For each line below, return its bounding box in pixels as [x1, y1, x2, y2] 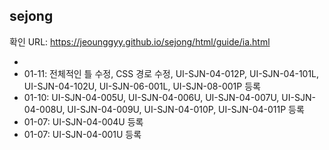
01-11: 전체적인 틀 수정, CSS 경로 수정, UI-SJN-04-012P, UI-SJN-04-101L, [23, 67, 320, 79]
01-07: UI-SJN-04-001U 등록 [23, 128, 142, 140]
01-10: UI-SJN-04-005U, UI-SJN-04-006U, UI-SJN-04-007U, [23, 91, 280, 103]
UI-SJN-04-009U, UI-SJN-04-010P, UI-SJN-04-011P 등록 [67, 103, 305, 115]
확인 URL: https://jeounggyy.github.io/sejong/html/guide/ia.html [9, 35, 271, 48]
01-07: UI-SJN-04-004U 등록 [23, 115, 144, 128]
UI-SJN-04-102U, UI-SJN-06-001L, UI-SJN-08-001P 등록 [23, 80, 261, 92]
